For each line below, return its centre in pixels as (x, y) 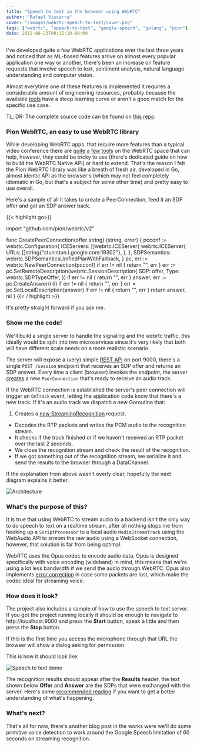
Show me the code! (34, 323)
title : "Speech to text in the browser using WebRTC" (74, 11)
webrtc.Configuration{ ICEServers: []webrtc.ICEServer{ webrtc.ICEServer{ (96, 246)
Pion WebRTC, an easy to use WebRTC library (73, 132)
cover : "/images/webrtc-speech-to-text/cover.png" (69, 22)
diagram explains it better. (38, 480)
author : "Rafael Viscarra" (39, 17)
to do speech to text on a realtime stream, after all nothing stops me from (95, 526)
